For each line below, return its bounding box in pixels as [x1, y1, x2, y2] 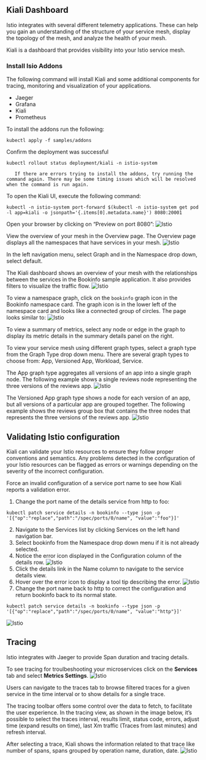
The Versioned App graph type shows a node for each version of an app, [6, 394, 191, 402]
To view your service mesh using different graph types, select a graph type [6, 344, 196, 352]
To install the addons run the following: [6, 125, 105, 133]
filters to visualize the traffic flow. [6, 282, 91, 290]
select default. [6, 258, 43, 265]
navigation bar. [15, 532, 53, 540]
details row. [15, 558, 45, 566]
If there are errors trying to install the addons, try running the [14, 171, 193, 177]
